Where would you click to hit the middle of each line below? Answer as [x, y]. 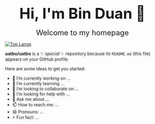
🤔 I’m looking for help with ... [41, 94]
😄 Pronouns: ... [28, 112]
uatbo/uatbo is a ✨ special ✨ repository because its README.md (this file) [78, 54]
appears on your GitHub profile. [37, 59]
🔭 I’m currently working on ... [41, 78]
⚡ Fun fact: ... [26, 117]
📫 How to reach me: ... [36, 104]
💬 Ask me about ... [31, 99]
